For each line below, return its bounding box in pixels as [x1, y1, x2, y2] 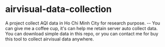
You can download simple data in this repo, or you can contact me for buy [5, 30, 158, 36]
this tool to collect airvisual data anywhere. [5, 36, 94, 42]
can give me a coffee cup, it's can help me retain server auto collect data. [5, 25, 158, 31]
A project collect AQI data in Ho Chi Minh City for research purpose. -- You [5, 20, 160, 26]
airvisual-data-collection [5, 3, 112, 15]
